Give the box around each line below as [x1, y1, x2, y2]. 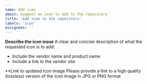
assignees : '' [5, 25, 34, 30]
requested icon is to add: [5, 44, 55, 50]
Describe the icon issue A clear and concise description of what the [5, 39, 143, 44]
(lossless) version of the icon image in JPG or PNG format [5, 73, 121, 79]
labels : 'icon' [5, 21, 36, 26]
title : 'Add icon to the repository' [5, 16, 82, 21]
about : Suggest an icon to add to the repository [5, 12, 108, 17]
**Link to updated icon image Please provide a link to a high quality [5, 68, 141, 74]
